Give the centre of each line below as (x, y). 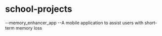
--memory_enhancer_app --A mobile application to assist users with (74, 23)
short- (151, 23)
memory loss (29, 28)
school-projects (39, 9)
